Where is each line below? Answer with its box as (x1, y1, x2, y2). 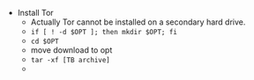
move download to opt (30, 45, 113, 55)
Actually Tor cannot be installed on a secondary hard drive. (30, 17, 246, 27)
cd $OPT (30, 37, 59, 46)
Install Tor (17, 8, 55, 18)
